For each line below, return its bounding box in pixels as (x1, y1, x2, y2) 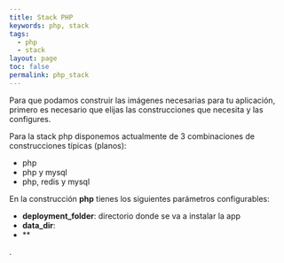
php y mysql (21, 166, 68, 177)
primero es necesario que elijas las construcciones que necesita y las (9, 104, 264, 115)
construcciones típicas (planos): (9, 140, 127, 151)
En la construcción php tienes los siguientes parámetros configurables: (9, 193, 270, 204)
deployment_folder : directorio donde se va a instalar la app (21, 210, 241, 221)
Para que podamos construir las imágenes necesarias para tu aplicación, (9, 95, 276, 105)
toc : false (9, 63, 50, 72)
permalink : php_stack (9, 71, 90, 80)
